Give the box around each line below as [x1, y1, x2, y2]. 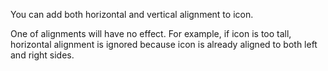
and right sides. [10, 49, 75, 61]
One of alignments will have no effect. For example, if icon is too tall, [10, 28, 292, 39]
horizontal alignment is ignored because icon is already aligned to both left [10, 39, 318, 50]
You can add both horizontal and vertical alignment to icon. [10, 9, 254, 20]
